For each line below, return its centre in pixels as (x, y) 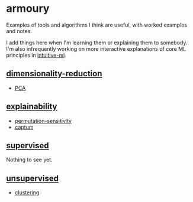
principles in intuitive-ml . (36, 55)
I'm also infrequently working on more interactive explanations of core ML (96, 48)
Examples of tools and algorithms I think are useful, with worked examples (97, 25)
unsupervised (33, 178)
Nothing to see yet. (29, 160)
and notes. (19, 31)
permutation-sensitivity (43, 120)
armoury (28, 9)
